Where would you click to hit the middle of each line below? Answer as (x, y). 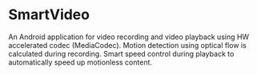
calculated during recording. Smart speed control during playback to (121, 53)
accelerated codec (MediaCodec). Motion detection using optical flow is (127, 45)
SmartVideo (49, 15)
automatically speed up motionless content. (80, 62)
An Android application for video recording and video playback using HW (129, 37)
